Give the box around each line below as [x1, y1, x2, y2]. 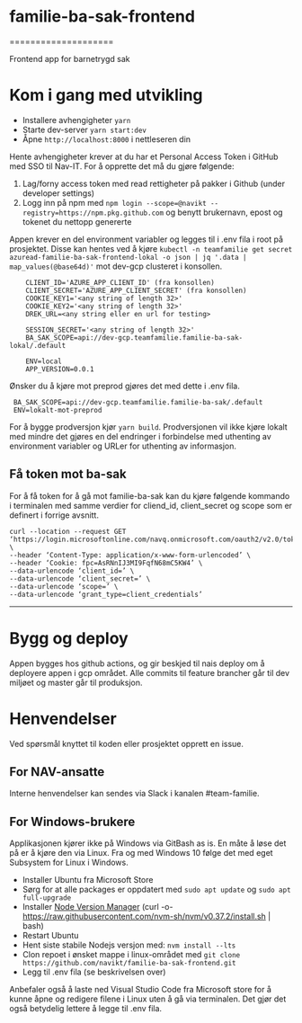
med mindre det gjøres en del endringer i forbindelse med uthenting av [9, 431, 271, 441]
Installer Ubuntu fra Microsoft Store [22, 875, 154, 885]
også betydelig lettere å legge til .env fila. [9, 1003, 163, 1014]
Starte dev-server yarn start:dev [22, 124, 147, 135]
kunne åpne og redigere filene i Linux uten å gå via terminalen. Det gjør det [9, 993, 287, 1004]
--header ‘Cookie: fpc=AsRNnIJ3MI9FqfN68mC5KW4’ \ [9, 558, 203, 567]
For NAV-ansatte [9, 764, 105, 779]
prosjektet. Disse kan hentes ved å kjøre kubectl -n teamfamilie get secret [9, 243, 293, 254]
